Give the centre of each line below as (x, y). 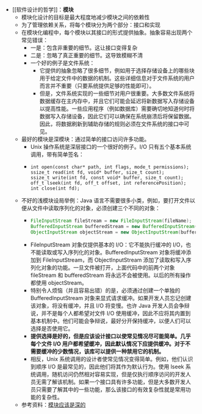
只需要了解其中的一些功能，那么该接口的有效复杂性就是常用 (111, 389)
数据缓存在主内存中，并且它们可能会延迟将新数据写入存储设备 (117, 101)
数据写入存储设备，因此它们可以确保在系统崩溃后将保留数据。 (117, 116)
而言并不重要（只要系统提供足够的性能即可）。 (97, 86)
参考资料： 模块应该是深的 (53, 404)
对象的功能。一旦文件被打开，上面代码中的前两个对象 (108, 267)
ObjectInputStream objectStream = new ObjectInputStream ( (106, 232)
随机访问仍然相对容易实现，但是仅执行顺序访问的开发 (119, 374)
